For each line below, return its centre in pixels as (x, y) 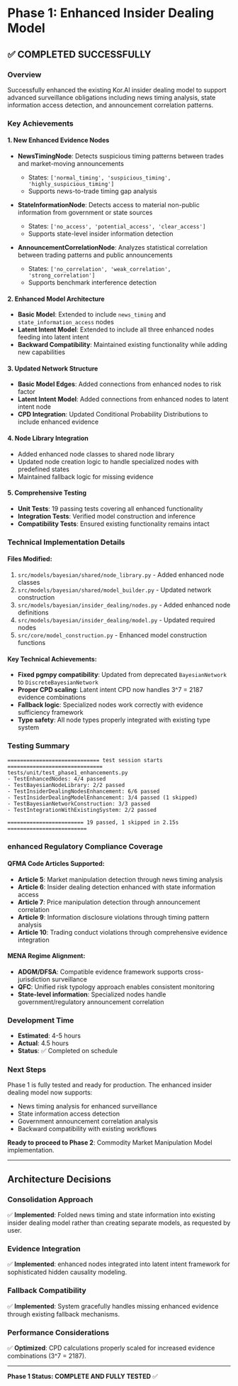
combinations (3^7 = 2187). (47, 1355)
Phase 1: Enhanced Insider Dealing (111, 13)
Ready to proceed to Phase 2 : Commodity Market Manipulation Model (110, 1143)
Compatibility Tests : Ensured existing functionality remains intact (114, 524)
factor (26, 392)
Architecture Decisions (59, 1179)
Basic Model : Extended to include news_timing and (92, 314)
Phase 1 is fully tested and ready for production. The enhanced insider (110, 1085)
